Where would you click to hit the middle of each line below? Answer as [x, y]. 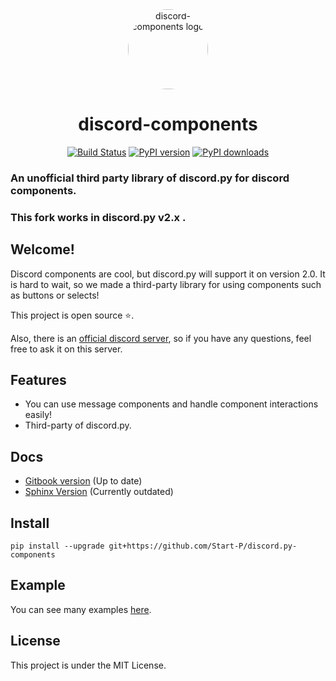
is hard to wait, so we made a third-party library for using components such [166, 284]
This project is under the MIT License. [88, 665]
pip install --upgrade [57, 546]
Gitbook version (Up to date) [83, 481]
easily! [38, 415]
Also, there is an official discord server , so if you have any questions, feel [161, 338]
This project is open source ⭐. [72, 315]
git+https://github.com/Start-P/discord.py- [203, 546]
